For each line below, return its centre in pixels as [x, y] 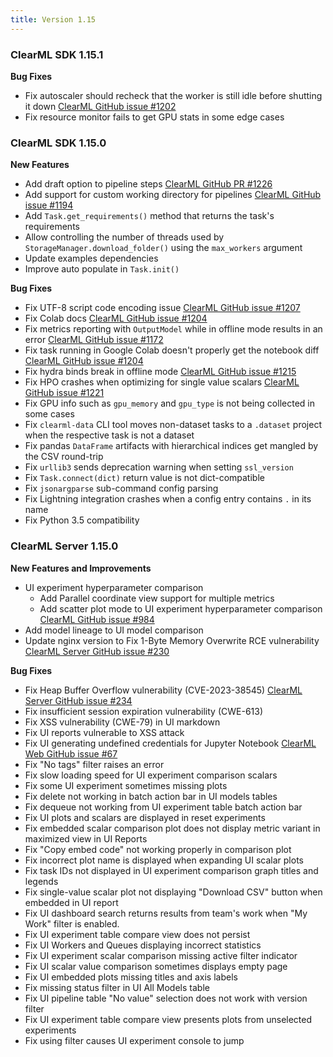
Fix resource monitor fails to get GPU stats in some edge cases [154, 117]
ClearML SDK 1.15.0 [58, 143]
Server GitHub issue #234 [78, 700]
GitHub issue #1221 [64, 393]
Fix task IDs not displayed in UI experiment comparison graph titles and [171, 870]
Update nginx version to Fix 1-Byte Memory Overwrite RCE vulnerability [172, 640]
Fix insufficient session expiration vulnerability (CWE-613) [144, 711]
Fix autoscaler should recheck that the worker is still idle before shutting [173, 95]
